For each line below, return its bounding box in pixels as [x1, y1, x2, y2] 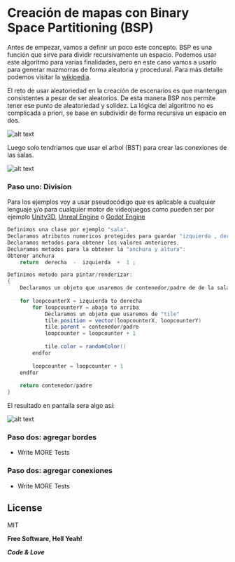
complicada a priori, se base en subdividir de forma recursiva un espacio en [7, 109, 227, 117]
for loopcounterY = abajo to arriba [32, 303, 139, 311]
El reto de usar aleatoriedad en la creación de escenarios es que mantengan [7, 86, 227, 95]
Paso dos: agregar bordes [7, 432, 97, 442]
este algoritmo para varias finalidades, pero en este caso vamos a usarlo [7, 57, 217, 66]
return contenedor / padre [20, 382, 92, 390]
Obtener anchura [7, 252, 55, 259]
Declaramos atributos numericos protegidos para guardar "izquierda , [7, 233, 218, 240]
